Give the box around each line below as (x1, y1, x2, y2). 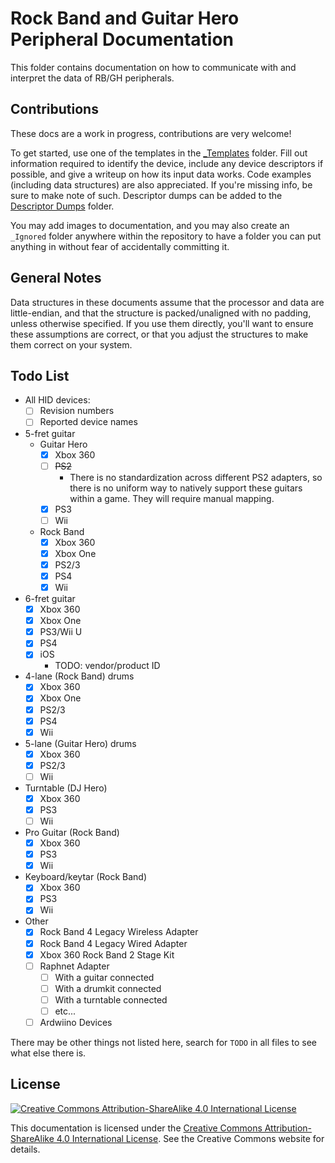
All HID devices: (24, 394, 91, 406)
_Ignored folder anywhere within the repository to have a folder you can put (10, 230, 322, 242)
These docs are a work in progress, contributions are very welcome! (10, 127, 292, 139)
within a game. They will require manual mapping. (69, 492, 275, 504)
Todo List (10, 367, 70, 384)
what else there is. (10, 1047, 87, 1059)
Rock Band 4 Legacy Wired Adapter (39, 937, 188, 949)
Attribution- (264, 1122, 313, 1134)
